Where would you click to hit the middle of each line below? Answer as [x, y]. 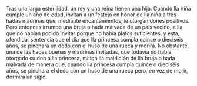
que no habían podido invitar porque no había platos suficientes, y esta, [93, 33]
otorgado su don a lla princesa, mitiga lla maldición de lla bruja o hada [91, 58]
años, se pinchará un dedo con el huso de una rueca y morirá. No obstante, [98, 46]
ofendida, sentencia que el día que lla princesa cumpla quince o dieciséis [95, 39]
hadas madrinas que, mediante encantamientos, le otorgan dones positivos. [98, 21]
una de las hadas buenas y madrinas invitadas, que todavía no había [89, 52]
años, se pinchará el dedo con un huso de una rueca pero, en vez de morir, [97, 70]
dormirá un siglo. [26, 77]
